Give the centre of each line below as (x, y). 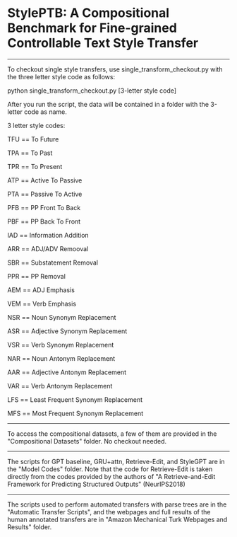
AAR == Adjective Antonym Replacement (67, 372)
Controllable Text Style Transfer (103, 43)
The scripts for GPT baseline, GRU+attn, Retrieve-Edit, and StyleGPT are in (116, 461)
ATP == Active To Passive (45, 180)
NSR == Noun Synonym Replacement (62, 317)
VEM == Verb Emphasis (42, 304)
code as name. (45, 112)
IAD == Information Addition (48, 235)
